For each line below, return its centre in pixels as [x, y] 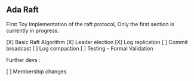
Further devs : [23, 60]
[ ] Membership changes [36, 71]
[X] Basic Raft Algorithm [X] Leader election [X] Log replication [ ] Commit [97, 42]
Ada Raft [22, 10]
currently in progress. [33, 30]
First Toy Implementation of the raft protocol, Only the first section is [90, 24]
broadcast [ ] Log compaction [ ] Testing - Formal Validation [80, 48]
